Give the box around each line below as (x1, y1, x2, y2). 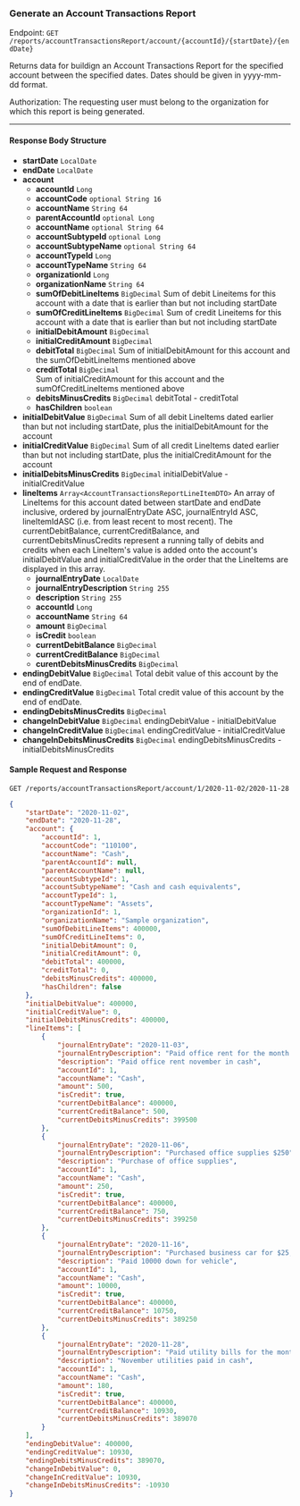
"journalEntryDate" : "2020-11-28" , (56, 1340, 190, 1349)
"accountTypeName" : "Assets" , (41, 899, 154, 909)
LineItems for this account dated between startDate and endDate (21, 497, 262, 508)
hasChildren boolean (35, 401, 113, 413)
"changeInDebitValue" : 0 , (25, 1464, 122, 1473)
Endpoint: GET (9, 28, 59, 38)
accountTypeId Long (35, 249, 112, 261)
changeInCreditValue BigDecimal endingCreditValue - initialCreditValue (21, 725, 286, 736)
